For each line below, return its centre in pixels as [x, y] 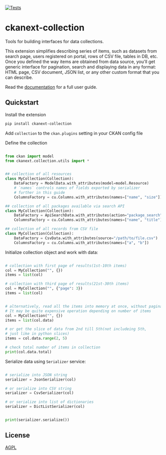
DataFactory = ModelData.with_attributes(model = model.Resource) [82, 184]
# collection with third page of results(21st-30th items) [67, 284]
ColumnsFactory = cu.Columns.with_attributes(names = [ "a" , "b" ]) [82, 243]
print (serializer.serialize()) [37, 420]
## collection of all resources [38, 174]
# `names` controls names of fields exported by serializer [77, 188]
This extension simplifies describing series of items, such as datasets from [81, 51]
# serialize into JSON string [36, 375]
